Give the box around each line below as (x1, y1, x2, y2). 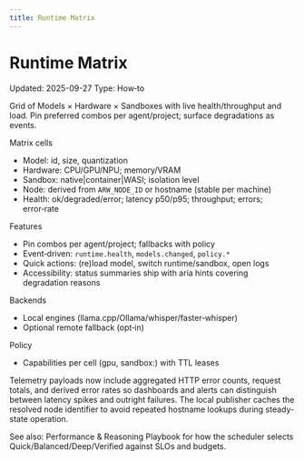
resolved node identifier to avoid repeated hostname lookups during (9, 404, 264, 415)
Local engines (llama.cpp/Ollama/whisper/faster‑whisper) (22, 312, 239, 323)
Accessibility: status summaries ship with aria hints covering (22, 267, 249, 278)
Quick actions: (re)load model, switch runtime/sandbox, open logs (22, 257, 270, 268)
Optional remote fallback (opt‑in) (22, 322, 145, 333)
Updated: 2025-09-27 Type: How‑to (9, 83, 145, 94)
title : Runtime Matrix (9, 13, 95, 23)
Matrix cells (9, 137, 53, 148)
